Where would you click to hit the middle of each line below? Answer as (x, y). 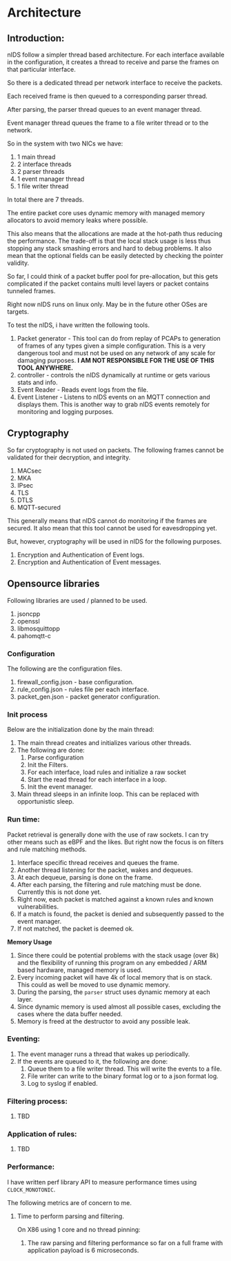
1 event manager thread (51, 179)
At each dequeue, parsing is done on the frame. (85, 877)
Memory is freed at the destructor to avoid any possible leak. (104, 1021)
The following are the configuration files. (65, 668)
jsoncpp (29, 614)
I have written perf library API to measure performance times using (102, 1182)
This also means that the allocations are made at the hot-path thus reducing (115, 234)
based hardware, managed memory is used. (80, 970)
